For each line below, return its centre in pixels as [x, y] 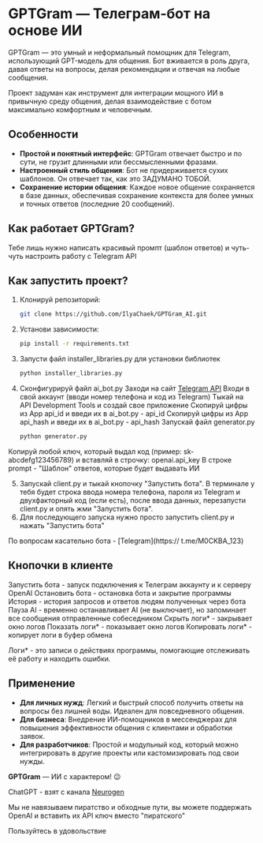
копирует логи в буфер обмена [60, 635]
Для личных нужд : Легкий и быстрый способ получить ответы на [131, 702]
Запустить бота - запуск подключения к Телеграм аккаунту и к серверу [130, 584]
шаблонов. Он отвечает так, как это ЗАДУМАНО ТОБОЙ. [115, 178]
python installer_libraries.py [71, 373]
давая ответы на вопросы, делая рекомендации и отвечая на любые [124, 69]
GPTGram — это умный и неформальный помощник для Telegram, [119, 52]
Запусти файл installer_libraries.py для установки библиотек [120, 359]
